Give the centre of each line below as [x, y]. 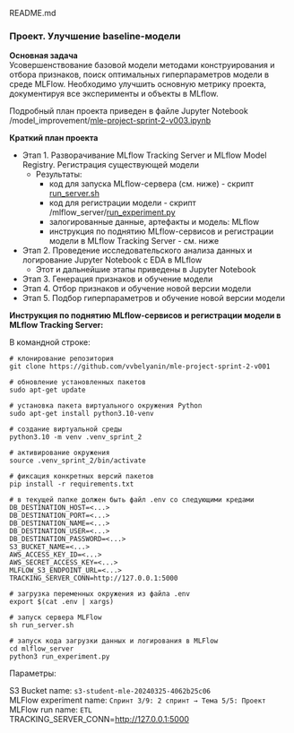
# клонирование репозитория [62, 359]
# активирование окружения [60, 453]
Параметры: [33, 673]
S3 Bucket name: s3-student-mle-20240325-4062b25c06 [110, 691]
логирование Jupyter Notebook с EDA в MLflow [112, 260]
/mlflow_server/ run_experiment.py [112, 212]
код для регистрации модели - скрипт [122, 203]
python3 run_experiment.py [60, 657]
